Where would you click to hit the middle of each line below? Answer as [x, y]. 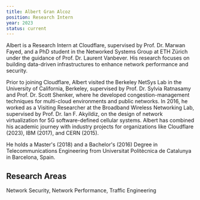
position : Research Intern [40, 17]
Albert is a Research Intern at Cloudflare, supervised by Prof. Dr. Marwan [96, 45]
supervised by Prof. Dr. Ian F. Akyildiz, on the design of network [84, 114]
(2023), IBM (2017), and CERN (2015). [53, 133]
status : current [26, 28]
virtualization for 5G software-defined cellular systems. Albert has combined [100, 121]
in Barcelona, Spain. [31, 157]
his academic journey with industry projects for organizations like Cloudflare [100, 127]
